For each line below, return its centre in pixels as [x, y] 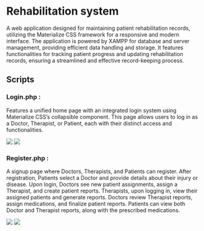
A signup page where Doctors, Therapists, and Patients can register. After [99, 171]
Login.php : [23, 97]
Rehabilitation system [62, 11]
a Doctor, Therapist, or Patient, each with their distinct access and [89, 123]
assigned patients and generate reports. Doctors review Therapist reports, [100, 197]
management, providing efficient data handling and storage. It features [95, 48]
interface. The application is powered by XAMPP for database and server [98, 41]
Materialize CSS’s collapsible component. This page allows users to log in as [102, 116]
